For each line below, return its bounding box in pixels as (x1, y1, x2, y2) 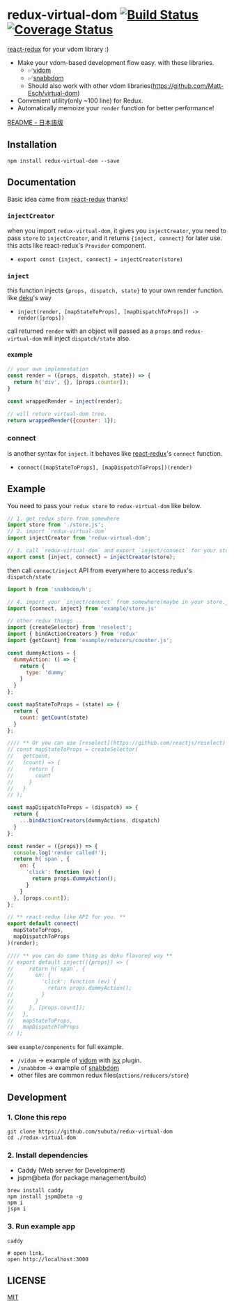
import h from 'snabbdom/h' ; (7, 586, 92, 593)
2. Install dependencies (7, 1150, 88, 1160)
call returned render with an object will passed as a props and (7, 327, 183, 335)
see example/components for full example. (7, 1043, 124, 1051)
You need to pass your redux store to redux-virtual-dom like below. (7, 501, 202, 510)
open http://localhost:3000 (7, 1256, 89, 1263)
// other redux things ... (7, 618, 86, 625)
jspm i (7, 1205, 26, 1212)
